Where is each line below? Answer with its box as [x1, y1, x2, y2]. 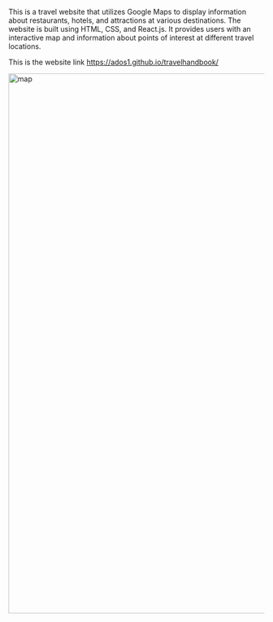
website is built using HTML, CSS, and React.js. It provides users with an [8, 24, 252, 33]
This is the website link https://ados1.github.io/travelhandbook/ [8, 57, 219, 67]
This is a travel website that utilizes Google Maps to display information [8, 7, 247, 16]
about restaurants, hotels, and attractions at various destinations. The [8, 15, 241, 25]
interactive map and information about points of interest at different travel [8, 33, 254, 42]
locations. [8, 42, 41, 51]
